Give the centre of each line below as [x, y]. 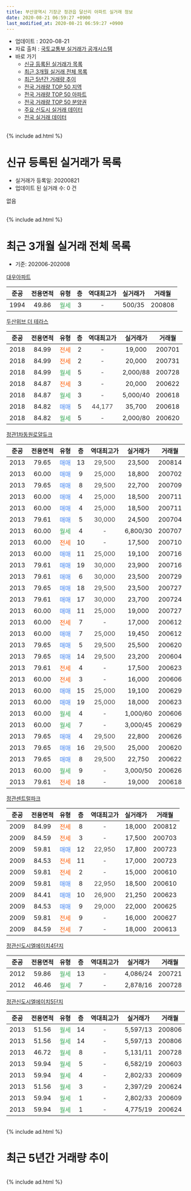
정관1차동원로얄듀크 [29, 435]
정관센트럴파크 [24, 798]
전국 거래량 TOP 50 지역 [53, 87]
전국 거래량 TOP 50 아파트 [55, 94]
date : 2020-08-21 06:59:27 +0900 [49, 18]
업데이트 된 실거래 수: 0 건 [46, 188]
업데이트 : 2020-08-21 [42, 41]
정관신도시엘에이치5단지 [35, 1002]
